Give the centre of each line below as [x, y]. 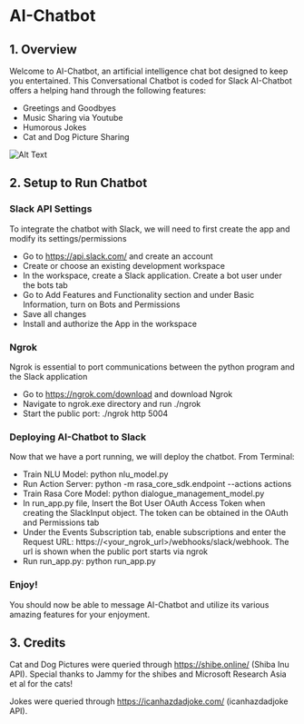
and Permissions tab [61, 522]
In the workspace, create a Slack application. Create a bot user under [152, 275]
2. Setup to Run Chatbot [78, 183]
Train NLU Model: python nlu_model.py [95, 474]
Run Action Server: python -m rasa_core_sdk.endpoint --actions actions [157, 484]
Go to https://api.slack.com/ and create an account [118, 256]
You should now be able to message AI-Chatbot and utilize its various [139, 604]
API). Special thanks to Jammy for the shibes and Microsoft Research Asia [148, 674]
